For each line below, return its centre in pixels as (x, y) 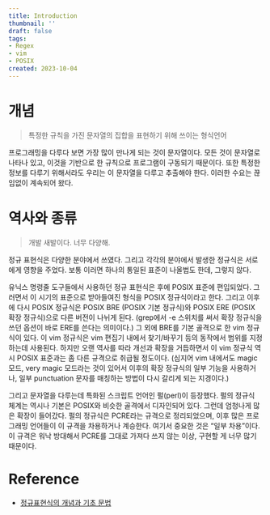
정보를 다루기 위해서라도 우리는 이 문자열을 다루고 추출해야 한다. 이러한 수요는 (130, 172)
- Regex (21, 46)
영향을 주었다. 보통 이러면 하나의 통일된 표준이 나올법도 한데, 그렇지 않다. (137, 270)
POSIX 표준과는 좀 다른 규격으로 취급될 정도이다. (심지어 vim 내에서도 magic (137, 358)
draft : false (30, 31)
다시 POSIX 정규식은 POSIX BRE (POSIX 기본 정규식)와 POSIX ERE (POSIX (136, 307)
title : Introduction (43, 16)
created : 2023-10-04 (43, 69)
